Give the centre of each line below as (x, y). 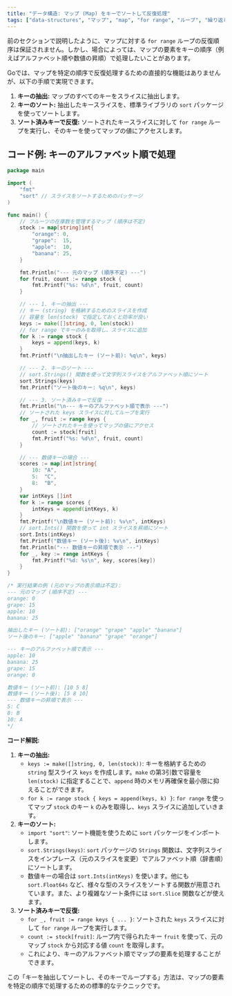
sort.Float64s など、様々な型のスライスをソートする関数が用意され (124, 884)
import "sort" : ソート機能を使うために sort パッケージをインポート (124, 832)
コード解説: (23, 740)
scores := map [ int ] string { (58, 464)
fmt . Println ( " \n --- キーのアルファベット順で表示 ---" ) (94, 406)
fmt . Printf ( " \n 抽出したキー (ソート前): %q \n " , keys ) (93, 356)
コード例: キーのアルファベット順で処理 (91, 154)
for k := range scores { (55, 502)
